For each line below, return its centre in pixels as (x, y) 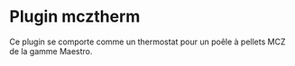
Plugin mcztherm (75, 17)
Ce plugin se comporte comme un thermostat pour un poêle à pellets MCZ (147, 42)
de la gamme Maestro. (51, 51)
